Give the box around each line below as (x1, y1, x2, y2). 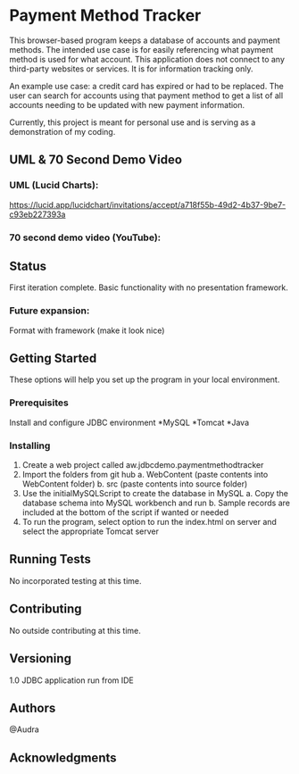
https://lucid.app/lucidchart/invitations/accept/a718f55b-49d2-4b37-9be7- (9, 199, 287, 210)
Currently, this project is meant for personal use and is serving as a (9, 117, 256, 128)
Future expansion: (9, 304, 90, 317)
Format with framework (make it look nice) (9, 325, 165, 336)
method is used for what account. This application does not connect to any (9, 54, 286, 64)
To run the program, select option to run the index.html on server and (21, 517, 277, 528)
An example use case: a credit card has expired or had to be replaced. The (9, 80, 284, 91)
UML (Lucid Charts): (9, 179, 99, 192)
